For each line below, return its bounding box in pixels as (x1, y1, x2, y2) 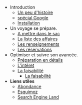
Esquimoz (17, 89, 38, 95)
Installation (17, 20, 40, 26)
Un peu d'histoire (17, 9, 53, 15)
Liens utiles (9, 78, 35, 84)
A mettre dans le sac (17, 31, 60, 36)
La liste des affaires (17, 36, 58, 42)
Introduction (9, 4, 35, 10)
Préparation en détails (17, 57, 63, 63)
